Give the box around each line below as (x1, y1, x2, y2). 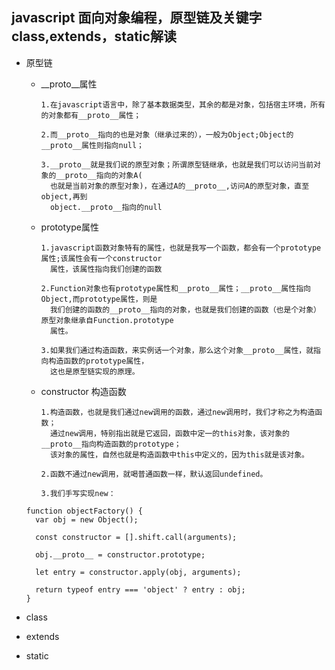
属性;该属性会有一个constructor (40, 253, 163, 263)
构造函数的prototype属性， (48, 356, 149, 366)
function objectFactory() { (25, 506, 143, 516)
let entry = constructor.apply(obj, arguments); (35, 567, 242, 577)
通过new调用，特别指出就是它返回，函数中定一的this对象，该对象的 (49, 428, 290, 438)
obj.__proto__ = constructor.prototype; (35, 549, 206, 560)
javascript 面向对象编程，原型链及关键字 (11, 9, 263, 27)
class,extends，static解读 (11, 28, 177, 45)
